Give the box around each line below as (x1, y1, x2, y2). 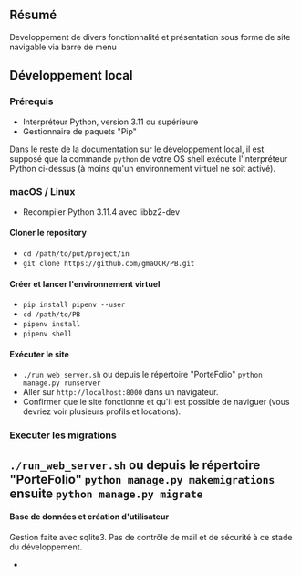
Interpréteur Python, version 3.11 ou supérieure (22, 116, 199, 127)
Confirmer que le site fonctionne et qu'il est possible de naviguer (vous (22, 397, 290, 408)
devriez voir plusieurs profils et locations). (22, 406, 182, 417)
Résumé (9, 7, 57, 23)
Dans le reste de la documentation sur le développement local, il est (9, 144, 265, 155)
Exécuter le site (9, 348, 70, 359)
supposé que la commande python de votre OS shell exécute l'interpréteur (9, 153, 288, 164)
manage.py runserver (22, 379, 101, 388)
